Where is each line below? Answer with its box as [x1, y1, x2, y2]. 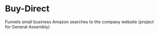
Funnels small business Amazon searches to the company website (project [5, 19, 154, 25]
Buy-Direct [5, 3, 50, 14]
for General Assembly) [5, 24, 50, 29]
